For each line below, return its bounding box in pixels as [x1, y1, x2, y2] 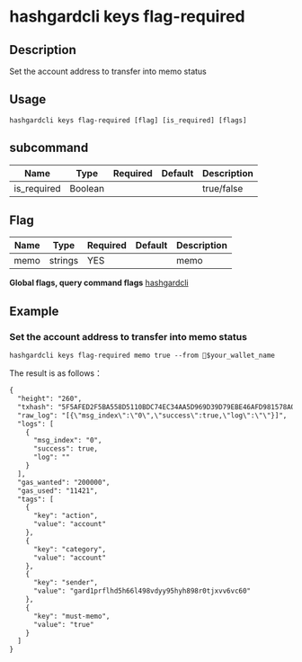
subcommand [9, 140, 89, 156]
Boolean [69, 182, 105, 194]
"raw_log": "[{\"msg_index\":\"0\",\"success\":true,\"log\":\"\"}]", [17, 411, 288, 420]
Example [9, 303, 59, 318]
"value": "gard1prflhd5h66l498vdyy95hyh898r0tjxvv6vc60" [32, 586, 252, 595]
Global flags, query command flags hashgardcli [9, 277, 189, 289]
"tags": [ [17, 495, 54, 504]
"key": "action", [32, 511, 99, 521]
